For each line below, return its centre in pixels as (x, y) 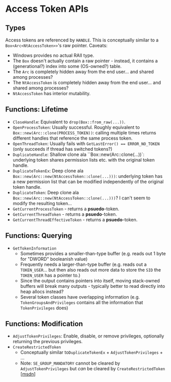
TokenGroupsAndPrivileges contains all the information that (82, 302)
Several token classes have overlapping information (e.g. (80, 297)
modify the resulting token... (42, 203)
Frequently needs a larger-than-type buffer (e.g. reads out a (83, 264)
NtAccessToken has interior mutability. (52, 93)
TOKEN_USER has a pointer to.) (50, 275)
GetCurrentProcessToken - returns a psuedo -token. (66, 209)
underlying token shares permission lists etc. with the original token (83, 160)
